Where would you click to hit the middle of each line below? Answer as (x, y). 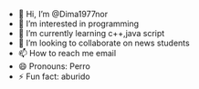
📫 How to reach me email (67, 53)
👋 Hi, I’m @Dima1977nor (63, 14)
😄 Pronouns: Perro (54, 66)
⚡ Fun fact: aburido (54, 76)
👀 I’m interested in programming (79, 24)
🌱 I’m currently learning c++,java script (91, 33)
